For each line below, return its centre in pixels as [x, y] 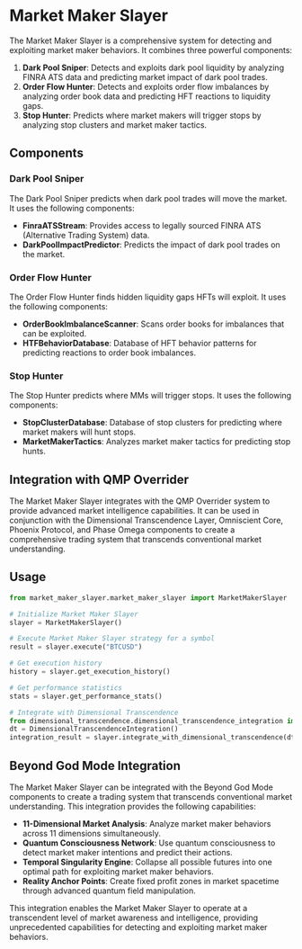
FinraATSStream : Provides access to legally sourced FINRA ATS [142, 225]
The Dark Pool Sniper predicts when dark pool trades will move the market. [148, 198]
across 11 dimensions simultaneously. [92, 834]
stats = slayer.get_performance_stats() [86, 696]
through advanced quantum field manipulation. [109, 891]
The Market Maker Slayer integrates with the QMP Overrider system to [140, 501]
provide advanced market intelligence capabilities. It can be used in [134, 511]
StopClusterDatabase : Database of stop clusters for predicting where [152, 423]
